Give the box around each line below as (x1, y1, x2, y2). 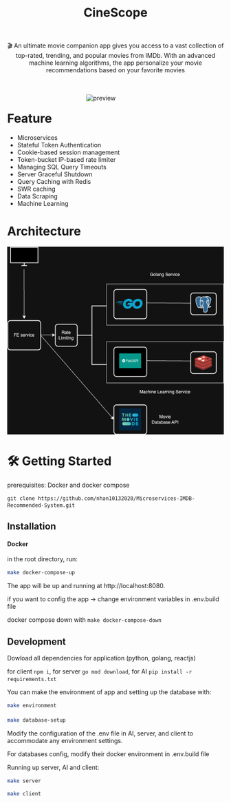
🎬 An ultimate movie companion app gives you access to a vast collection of (7, 41, 224, 50)
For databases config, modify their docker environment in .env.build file (7, 749, 210, 758)
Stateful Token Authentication (16, 140, 102, 149)
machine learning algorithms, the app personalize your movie (28, 59, 203, 67)
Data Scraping (16, 191, 58, 200)
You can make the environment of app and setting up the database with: (7, 687, 212, 696)
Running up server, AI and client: (7, 763, 100, 771)
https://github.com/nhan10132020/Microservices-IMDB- (37, 494, 195, 502)
